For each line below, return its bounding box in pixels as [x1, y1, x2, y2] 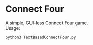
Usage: [5, 25, 20, 31]
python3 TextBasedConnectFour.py [5, 35, 76, 40]
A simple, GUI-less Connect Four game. [5, 20, 88, 26]
